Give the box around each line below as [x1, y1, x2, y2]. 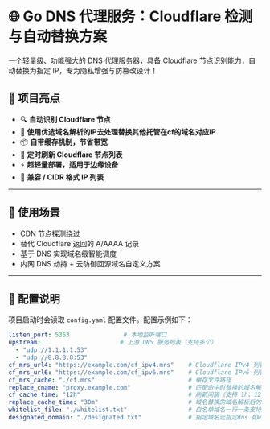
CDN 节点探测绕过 [19, 229, 80, 238]
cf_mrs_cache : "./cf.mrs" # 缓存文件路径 [8, 376, 231, 384]
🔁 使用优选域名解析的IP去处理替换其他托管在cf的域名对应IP [19, 126, 216, 137]
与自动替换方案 [8, 27, 108, 46]
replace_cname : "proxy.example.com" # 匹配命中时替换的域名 [8, 383, 256, 391]
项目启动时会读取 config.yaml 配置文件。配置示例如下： [8, 315, 193, 324]
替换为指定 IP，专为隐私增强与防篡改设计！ [14, 65, 158, 75]
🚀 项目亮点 [8, 92, 60, 105]
